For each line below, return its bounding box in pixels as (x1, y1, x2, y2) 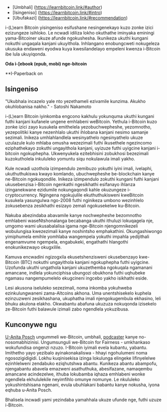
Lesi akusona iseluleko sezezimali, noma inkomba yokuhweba (5, 284, 132, 290)
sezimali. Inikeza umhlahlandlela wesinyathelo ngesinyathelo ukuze (5, 134, 143, 140)
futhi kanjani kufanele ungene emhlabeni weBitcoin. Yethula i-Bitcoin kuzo (5, 118, 157, 124)
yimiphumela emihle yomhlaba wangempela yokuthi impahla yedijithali (5, 233, 150, 239)
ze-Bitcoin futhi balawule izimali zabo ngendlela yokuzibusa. (5, 306, 130, 312)
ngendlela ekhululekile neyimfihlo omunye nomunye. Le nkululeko (5, 376, 140, 382)
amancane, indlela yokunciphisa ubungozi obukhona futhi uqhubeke (5, 269, 146, 275)
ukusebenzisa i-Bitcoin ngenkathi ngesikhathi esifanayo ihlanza (5, 181, 136, 187)
